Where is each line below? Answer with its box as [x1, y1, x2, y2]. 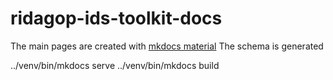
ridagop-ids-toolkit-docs [10, 7, 223, 30]
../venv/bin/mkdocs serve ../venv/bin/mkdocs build [10, 59, 220, 71]
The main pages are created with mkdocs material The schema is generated [10, 40, 324, 52]
